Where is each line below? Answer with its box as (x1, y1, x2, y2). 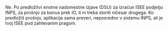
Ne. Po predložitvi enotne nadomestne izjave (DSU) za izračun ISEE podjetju (5, 4, 163, 10)
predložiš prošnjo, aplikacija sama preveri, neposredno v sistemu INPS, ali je (5, 15, 163, 20)
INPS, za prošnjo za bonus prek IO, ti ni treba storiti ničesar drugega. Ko (5, 9, 154, 15)
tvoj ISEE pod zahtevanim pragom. (5, 20, 76, 26)
